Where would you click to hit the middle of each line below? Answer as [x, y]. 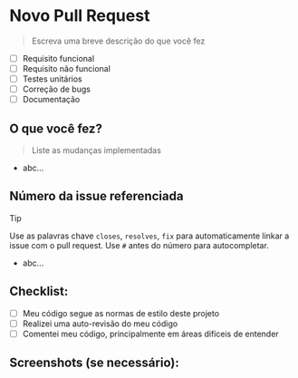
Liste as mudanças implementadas [96, 150]
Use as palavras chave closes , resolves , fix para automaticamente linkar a [149, 236]
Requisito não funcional [67, 68]
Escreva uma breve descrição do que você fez [118, 41]
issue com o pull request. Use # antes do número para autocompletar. [139, 245]
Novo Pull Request [80, 16]
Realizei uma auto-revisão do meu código [100, 324]
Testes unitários [53, 79]
